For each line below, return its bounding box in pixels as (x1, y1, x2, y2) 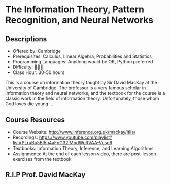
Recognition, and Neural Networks (5, 14, 154, 26)
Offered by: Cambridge (12, 48, 61, 54)
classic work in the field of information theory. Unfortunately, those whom (5, 95, 159, 101)
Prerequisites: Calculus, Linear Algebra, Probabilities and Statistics (12, 53, 152, 59)
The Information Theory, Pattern (5, 4, 145, 15)
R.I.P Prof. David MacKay (5, 171, 86, 179)
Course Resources (5, 116, 65, 124)
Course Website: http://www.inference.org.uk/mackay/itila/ (12, 129, 136, 135)
